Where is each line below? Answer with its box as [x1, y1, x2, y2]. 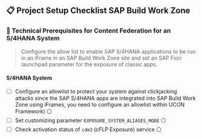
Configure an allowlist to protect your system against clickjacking [14, 87, 177, 95]
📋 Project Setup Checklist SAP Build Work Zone [6, 5, 191, 16]
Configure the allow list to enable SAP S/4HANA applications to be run [21, 48, 196, 55]
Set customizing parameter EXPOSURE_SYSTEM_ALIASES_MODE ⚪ [14, 117, 166, 124]
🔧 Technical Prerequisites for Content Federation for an [6, 26, 171, 35]
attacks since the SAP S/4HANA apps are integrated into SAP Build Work [14, 94, 196, 102]
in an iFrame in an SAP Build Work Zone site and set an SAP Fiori [21, 54, 182, 61]
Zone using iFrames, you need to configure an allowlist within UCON [14, 100, 185, 108]
